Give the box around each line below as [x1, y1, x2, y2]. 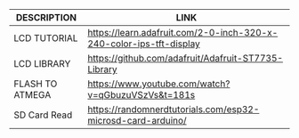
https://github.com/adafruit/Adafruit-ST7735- [87, 53, 283, 64]
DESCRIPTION [16, 12, 77, 23]
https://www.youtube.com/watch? [87, 77, 230, 90]
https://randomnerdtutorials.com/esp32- [87, 103, 260, 115]
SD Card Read [13, 109, 73, 121]
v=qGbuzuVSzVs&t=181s [87, 89, 196, 101]
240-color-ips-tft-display [87, 37, 200, 50]
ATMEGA [13, 89, 52, 101]
